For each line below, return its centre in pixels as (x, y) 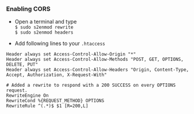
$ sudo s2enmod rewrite (44, 27)
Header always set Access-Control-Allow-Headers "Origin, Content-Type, (98, 70)
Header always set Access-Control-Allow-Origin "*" (71, 54)
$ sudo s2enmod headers (44, 32)
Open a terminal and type (46, 22)
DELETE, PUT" (22, 65)
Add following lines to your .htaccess (60, 44)
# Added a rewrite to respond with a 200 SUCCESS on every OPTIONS (91, 85)
